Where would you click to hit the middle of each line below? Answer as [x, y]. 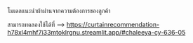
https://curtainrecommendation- [113, 25]
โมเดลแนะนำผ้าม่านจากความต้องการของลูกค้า [59, 11]
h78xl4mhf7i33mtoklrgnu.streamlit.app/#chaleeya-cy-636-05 [96, 32]
